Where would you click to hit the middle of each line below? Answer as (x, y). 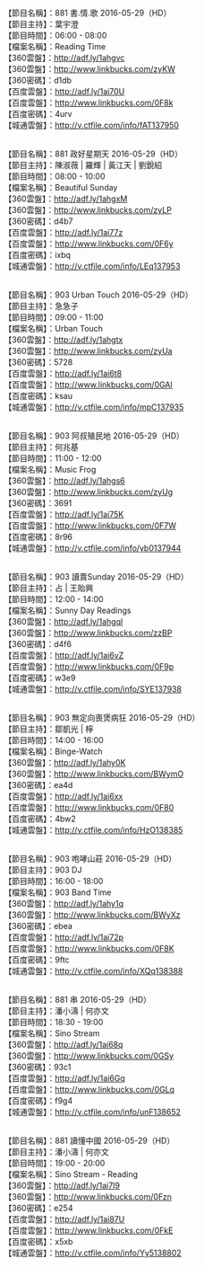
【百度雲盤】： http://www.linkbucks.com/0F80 (89, 807)
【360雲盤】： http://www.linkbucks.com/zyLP (88, 210)
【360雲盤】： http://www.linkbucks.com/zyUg (89, 492)
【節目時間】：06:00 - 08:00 (55, 35)
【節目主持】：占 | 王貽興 (49, 588)
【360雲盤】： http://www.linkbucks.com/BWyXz (92, 915)
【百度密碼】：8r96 (38, 537)
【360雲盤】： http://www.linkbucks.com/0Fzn (88, 1196)
